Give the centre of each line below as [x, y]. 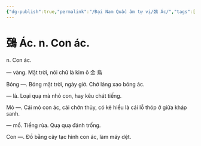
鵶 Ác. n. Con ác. [48, 43]
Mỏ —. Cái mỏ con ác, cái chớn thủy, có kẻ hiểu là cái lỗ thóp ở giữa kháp [97, 107]
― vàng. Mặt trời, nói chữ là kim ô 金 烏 [54, 72]
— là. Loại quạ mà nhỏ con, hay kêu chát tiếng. [64, 95]
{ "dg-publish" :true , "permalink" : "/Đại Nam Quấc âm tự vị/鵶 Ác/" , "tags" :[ [101, 12]
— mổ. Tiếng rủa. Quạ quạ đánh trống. [54, 125]
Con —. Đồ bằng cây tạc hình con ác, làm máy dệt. [69, 136]
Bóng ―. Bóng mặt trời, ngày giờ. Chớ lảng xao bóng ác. [75, 84]
